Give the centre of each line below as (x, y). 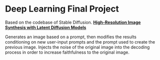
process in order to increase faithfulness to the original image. (67, 52)
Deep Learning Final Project (62, 9)
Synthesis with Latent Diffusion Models (46, 27)
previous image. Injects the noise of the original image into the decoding (77, 47)
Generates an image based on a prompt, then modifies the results (71, 37)
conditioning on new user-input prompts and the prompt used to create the (80, 42)
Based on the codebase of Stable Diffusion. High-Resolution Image (73, 22)
